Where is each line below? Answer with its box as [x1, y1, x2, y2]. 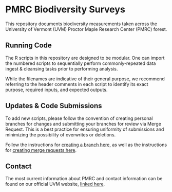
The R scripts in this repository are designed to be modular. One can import [5, 55, 165, 61]
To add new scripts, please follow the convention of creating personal [5, 115, 153, 121]
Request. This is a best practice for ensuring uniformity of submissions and [5, 126, 164, 132]
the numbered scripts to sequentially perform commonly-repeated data [5, 60, 156, 66]
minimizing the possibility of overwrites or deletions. [5, 131, 116, 137]
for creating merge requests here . [5, 147, 77, 153]
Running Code [5, 41, 52, 50]
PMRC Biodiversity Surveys [5, 4, 126, 15]
